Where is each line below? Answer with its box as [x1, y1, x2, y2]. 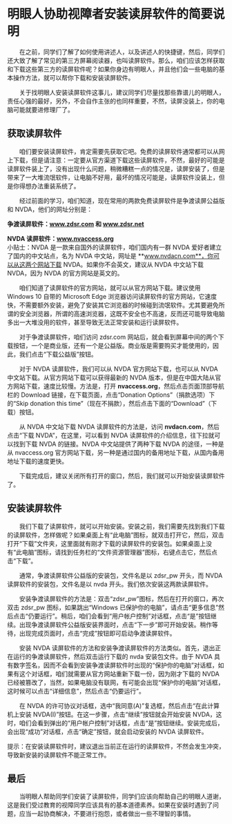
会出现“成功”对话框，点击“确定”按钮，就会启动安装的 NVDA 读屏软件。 [7, 727, 209, 736]
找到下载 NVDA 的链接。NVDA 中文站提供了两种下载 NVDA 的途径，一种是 [12, 440, 224, 448]
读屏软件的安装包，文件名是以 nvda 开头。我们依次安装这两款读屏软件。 [7, 580, 212, 588]
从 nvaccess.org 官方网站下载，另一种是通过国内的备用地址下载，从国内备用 [7, 448, 224, 456]
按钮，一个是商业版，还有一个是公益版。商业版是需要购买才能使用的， [12, 341, 213, 349]
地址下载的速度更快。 [7, 457, 68, 465]
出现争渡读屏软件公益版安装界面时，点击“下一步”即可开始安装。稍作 [19, 620, 213, 629]
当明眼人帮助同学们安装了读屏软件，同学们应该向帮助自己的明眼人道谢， [19, 792, 225, 801]
